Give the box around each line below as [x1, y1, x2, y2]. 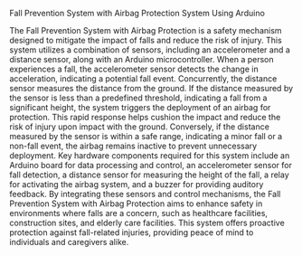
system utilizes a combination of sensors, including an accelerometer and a [9, 44, 291, 55]
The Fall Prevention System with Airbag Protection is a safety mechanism [9, 25, 282, 35]
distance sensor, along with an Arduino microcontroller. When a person [9, 54, 274, 64]
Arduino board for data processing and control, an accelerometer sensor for [9, 160, 292, 170]
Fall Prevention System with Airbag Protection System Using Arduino [9, 8, 265, 18]
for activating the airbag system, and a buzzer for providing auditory [9, 179, 264, 189]
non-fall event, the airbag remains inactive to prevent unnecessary [9, 140, 258, 151]
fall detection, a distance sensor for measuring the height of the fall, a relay [9, 169, 289, 180]
